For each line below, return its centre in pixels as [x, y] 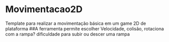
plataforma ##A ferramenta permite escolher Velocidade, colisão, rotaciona [85, 28]
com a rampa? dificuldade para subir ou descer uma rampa [68, 34]
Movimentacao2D [44, 9]
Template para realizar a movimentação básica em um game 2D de [76, 23]
